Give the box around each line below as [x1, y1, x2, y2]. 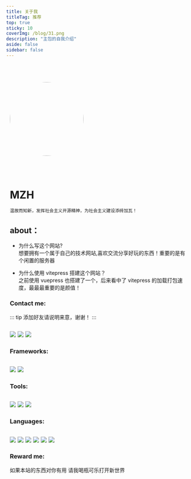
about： [9, 225, 40, 235]
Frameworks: [9, 347, 49, 355]
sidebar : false [6, 47, 44, 53]
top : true [6, 19, 31, 25]
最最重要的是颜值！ [34, 284, 81, 291]
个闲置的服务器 [18, 257, 55, 264]
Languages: [9, 417, 45, 425]
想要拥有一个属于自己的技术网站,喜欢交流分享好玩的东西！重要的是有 [18, 250, 186, 257]
